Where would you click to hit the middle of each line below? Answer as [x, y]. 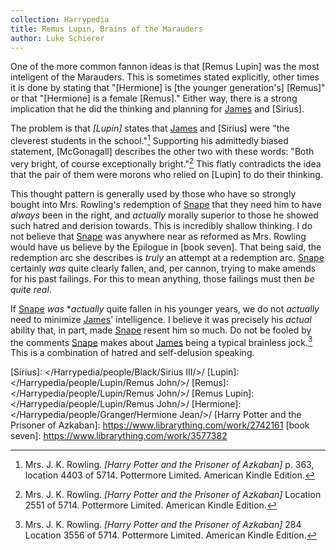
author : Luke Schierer [57, 38]
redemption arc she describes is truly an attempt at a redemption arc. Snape [167, 257]
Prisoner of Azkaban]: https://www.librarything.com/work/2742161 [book [160, 425]
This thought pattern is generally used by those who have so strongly [153, 193]
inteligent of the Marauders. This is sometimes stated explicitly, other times [165, 77]
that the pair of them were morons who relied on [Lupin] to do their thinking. [166, 174]
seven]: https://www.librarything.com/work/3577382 [119, 436]
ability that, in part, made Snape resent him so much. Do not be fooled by [161, 330]
